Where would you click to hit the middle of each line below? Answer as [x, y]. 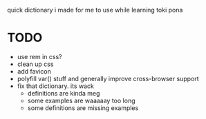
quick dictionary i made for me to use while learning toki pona [95, 10]
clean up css [35, 64]
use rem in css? [39, 56]
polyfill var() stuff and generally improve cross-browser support [108, 78]
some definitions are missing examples [83, 108]
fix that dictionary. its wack [56, 86]
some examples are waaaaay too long [81, 100]
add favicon [34, 71]
